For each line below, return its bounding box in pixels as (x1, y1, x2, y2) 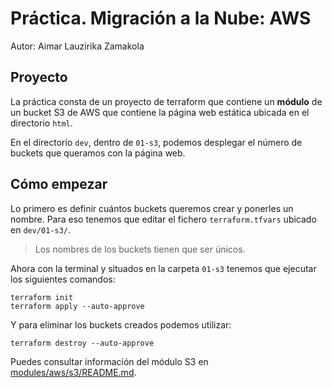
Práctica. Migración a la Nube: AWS (10, 7, 312, 30)
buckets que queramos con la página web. (10, 147, 186, 159)
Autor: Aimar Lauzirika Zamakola (10, 40, 145, 52)
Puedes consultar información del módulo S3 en (10, 355, 209, 367)
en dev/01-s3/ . (10, 223, 72, 236)
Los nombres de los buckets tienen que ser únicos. (34, 243, 246, 255)
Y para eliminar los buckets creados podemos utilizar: (10, 318, 232, 331)
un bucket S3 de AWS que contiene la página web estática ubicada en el (10, 106, 310, 118)
